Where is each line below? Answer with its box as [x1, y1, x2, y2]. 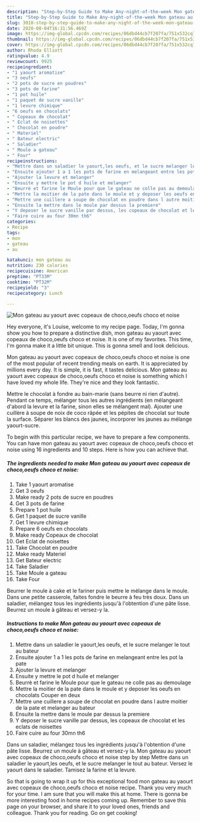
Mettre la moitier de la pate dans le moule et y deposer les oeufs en [15, 685, 180, 692]
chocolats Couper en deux [15, 692, 81, 699]
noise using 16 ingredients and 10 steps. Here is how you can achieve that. [7, 446, 189, 453]
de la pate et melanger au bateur [15, 704, 96, 711]
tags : [7, 229, 20, 235]
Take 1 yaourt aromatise [15, 481, 74, 488]
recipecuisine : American [7, 268, 68, 274]
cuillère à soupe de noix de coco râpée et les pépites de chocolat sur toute [7, 410, 190, 417]
